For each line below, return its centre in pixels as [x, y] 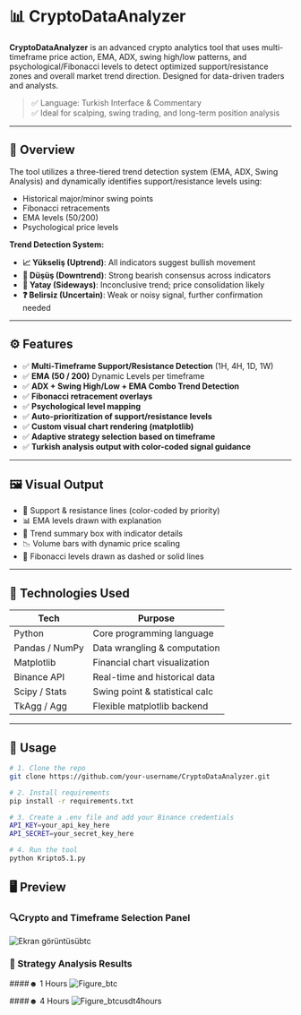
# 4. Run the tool [43, 850]
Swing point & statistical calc [153, 692]
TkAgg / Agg [40, 706]
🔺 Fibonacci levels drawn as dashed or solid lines [113, 556]
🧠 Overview [42, 150]
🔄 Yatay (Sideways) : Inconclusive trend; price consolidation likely [143, 284]
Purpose [156, 618]
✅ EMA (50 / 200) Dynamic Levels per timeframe [113, 375]
